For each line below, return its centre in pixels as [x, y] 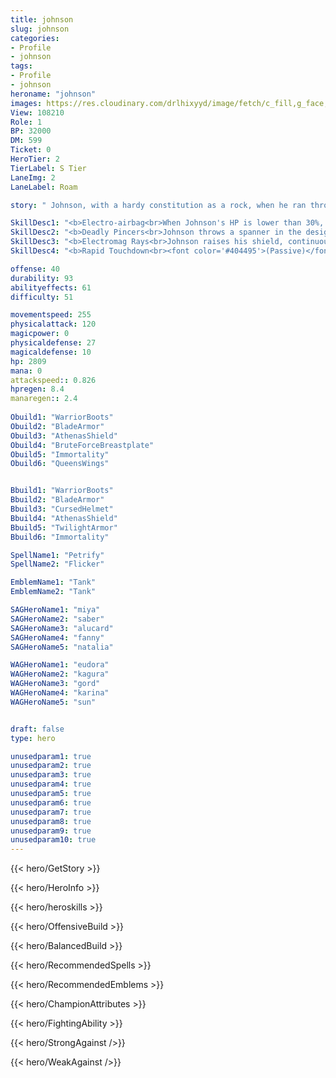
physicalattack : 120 [53, 324]
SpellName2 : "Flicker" [57, 564]
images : [26, 103]
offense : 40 [35, 269]
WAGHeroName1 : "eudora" [60, 665]
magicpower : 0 [40, 334]
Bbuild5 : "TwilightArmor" [64, 527]
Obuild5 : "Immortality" [60, 454]
